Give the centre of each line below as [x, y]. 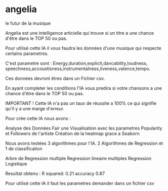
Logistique [16, 164]
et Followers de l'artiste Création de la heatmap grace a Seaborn [73, 133]
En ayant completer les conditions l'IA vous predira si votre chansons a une [83, 88]
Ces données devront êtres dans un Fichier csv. [55, 78]
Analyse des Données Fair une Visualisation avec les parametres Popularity [84, 128]
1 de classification [24, 148]
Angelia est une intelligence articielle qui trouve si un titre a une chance [80, 33]
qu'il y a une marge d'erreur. [35, 108]
